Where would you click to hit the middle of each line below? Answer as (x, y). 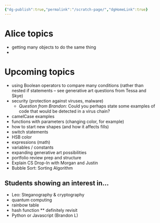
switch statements (30, 132)
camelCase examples (33, 116)
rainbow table (25, 205)
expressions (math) (31, 142)
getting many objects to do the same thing (54, 47)
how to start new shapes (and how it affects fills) (60, 126)
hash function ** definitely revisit (45, 210)
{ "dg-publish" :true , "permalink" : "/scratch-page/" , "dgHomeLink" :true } (76, 9)
